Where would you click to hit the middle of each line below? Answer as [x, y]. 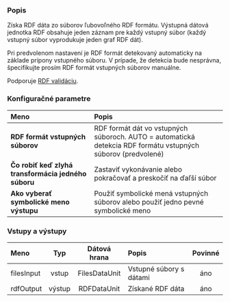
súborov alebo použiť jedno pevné [149, 202]
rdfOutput [26, 288]
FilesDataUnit [99, 273]
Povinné [206, 253]
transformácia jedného [49, 174]
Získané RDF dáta [156, 288]
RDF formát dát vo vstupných [141, 128]
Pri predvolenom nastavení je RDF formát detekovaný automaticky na [104, 53]
